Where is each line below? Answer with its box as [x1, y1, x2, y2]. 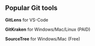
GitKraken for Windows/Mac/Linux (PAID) [5, 26, 91, 32]
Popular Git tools [5, 4, 58, 12]
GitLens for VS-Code [5, 17, 48, 23]
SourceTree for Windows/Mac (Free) [5, 36, 81, 42]
